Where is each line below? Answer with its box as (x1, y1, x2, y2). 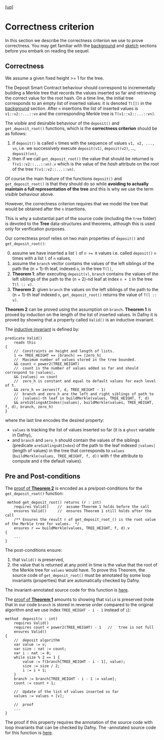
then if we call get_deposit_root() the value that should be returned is (12, 155, 154, 161)
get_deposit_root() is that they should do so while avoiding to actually (5, 181, 149, 187)
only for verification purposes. (5, 225, 66, 232)
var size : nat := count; (14, 646, 67, 651)
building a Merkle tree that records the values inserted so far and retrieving (5, 90, 156, 96)
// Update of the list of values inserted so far (14, 689, 119, 694)
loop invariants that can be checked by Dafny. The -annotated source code (5, 724, 156, 730)
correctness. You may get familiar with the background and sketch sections (5, 43, 157, 49)
